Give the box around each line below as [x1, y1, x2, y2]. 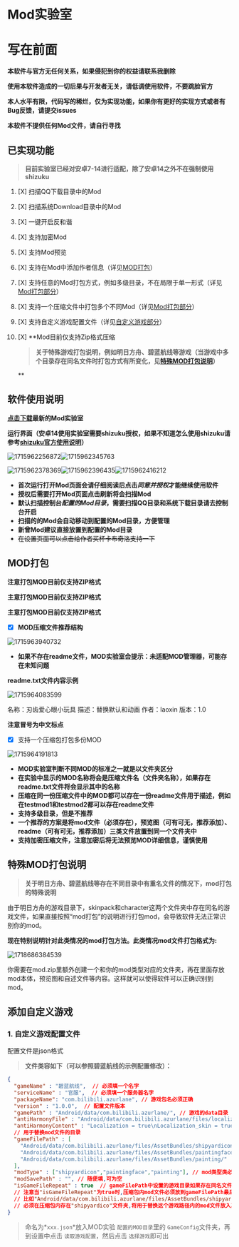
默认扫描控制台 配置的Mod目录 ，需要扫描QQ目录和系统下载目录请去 [17, 498, 216, 507]
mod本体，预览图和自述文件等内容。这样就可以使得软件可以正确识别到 [7, 974, 214, 982]
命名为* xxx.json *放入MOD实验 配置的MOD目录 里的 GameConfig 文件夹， [24, 1222, 224, 1231]
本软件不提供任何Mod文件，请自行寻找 [7, 121, 121, 130]
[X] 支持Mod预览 [17, 248, 68, 256]
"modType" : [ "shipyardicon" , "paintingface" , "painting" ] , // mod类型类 [14, 1168, 228, 1176]
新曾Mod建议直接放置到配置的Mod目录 [17, 525, 133, 534]
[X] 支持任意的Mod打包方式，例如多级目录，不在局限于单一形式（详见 [17, 278, 223, 286]
